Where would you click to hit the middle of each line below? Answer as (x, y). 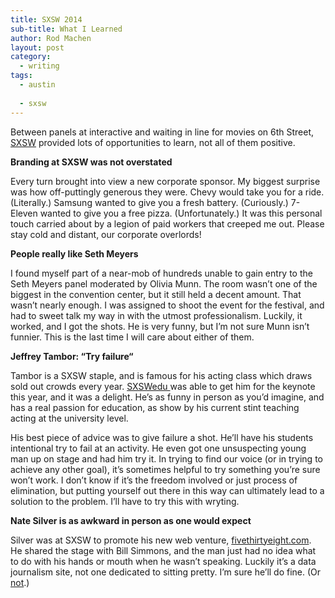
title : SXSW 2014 (46, 19)
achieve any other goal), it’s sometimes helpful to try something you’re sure (165, 469)
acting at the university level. (69, 418)
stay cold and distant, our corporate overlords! (106, 234)
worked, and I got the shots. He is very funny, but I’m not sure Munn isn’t (160, 326)
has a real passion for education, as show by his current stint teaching (155, 407)
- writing (39, 66)
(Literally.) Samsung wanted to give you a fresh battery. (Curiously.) (149, 202)
